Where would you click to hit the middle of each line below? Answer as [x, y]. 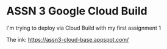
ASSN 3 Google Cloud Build [77, 11]
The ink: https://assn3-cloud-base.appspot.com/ [68, 39]
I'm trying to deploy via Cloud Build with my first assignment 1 [84, 28]
